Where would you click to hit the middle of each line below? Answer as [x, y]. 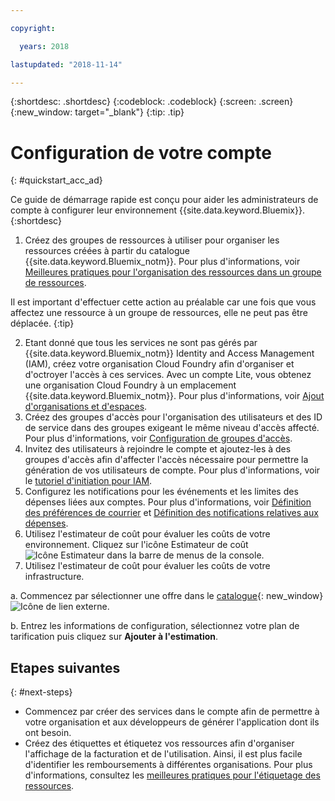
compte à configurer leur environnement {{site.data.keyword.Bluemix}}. [157, 210]
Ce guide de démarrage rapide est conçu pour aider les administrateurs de [164, 200]
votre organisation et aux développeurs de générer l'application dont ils [172, 722]
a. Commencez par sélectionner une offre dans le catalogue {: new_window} [167, 596]
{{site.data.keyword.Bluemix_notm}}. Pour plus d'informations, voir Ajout [174, 396]
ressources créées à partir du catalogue [107, 251]
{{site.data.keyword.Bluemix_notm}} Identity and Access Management [169, 353]
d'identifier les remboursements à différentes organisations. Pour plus [168, 765]
